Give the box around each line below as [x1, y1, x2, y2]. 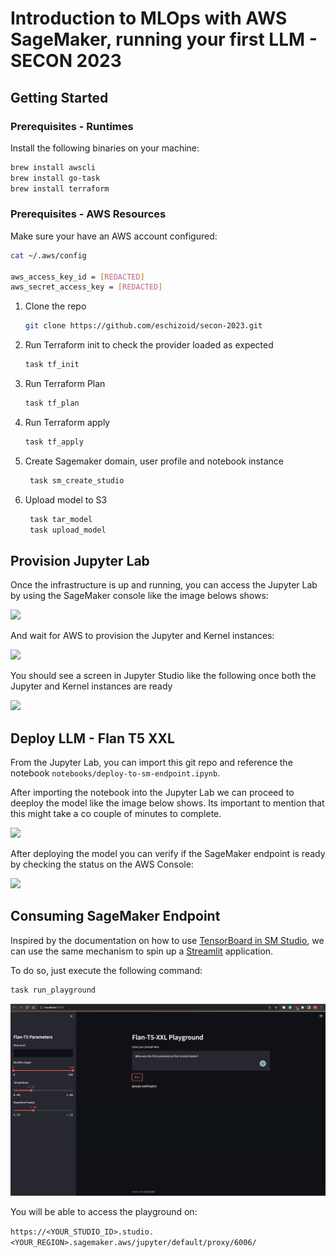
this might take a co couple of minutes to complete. [10, 808, 222, 820]
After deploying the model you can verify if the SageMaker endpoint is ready [10, 848, 326, 860]
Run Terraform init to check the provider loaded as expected [24, 339, 274, 351]
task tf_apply [24, 437, 84, 447]
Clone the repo [24, 300, 87, 312]
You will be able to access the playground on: [10, 1206, 198, 1218]
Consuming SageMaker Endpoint [10, 908, 221, 925]
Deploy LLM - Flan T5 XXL [10, 730, 175, 747]
